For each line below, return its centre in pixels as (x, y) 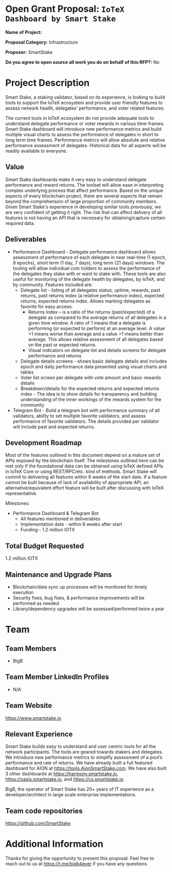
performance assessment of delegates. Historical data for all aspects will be (86, 145)
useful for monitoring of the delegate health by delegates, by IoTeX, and (89, 279)
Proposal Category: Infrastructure (42, 42)
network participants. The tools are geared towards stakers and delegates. (84, 752)
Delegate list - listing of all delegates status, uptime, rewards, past (90, 290)
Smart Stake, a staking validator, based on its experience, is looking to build (85, 97)
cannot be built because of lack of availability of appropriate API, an (77, 483)
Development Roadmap (44, 443)
